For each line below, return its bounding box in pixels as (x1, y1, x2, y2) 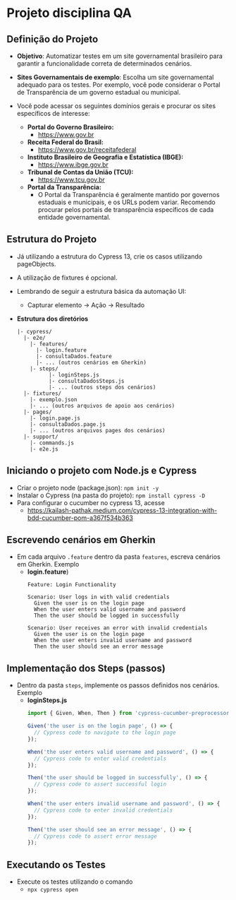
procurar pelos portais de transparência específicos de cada (37, 206, 214, 213)
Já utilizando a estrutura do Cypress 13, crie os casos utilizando (16, 252, 202, 261)
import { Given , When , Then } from (27, 710, 132, 717)
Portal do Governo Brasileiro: (27, 123, 114, 131)
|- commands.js (30, 439, 75, 446)
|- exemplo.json (30, 396, 77, 403)
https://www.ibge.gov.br (37, 160, 108, 169)
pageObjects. (16, 259, 56, 268)
